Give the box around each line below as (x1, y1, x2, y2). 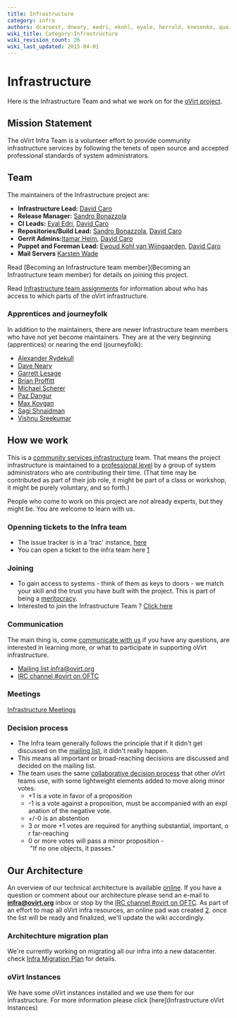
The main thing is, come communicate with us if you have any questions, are (7, 635, 230, 644)
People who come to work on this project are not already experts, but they (7, 497, 224, 505)
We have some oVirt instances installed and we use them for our (7, 988, 195, 997)
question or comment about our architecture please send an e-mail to (7, 891, 209, 899)
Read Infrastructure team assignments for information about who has (7, 284, 208, 292)
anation (28, 807, 51, 815)
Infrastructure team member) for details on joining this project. (7, 270, 189, 279)
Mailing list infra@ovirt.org (17, 664, 95, 673)
